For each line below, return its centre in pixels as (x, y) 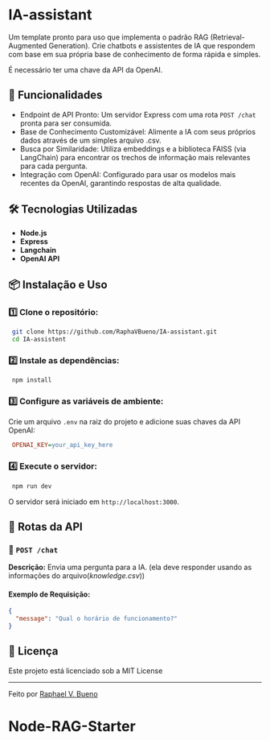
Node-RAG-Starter (72, 727)
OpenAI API (40, 258)
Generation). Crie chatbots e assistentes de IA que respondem (152, 45)
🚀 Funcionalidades (55, 95)
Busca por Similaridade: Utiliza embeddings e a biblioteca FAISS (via (133, 149)
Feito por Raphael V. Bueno (53, 693)
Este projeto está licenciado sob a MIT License (86, 671)
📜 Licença (33, 651)
